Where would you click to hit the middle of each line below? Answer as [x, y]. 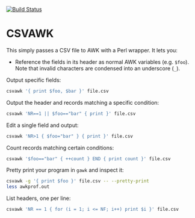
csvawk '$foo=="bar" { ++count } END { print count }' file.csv [88, 159]
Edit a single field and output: [42, 125]
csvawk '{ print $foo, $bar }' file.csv [58, 91]
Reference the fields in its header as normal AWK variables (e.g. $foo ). [102, 62]
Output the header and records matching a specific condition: [83, 102]
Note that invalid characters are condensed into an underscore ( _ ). [97, 68]
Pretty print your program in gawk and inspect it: [65, 170]
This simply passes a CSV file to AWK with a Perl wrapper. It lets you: [92, 50]
